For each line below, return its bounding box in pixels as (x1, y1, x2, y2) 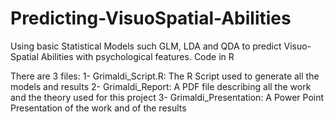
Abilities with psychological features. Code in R (40, 50, 235, 62)
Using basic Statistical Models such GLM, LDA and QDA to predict (10, 40, 282, 52)
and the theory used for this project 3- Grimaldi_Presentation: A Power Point (10, 91, 325, 103)
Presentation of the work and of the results (10, 102, 187, 114)
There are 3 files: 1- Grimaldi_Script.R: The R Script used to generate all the (10, 70, 320, 82)
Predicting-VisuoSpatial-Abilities (10, 7, 292, 30)
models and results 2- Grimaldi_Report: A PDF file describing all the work (10, 80, 312, 92)
